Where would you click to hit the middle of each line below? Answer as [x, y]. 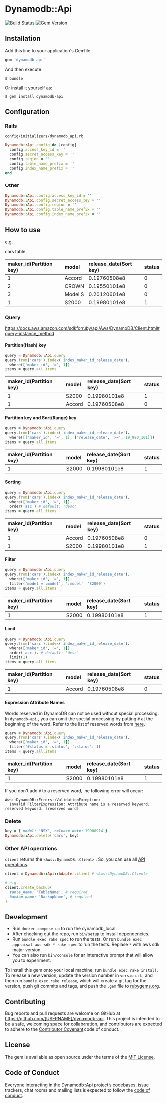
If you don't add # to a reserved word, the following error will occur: [74, 790]
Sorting [13, 482]
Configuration [27, 112]
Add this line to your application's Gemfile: [48, 50]
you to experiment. [32, 960]
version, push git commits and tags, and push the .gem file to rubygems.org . [83, 986]
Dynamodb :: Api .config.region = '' [41, 205]
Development [27, 917]
